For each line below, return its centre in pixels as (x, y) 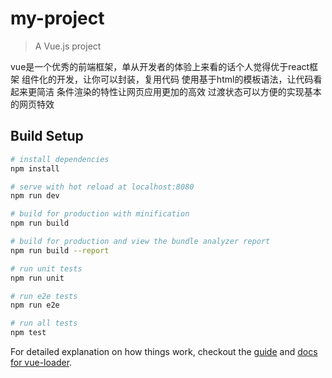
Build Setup (47, 136)
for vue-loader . (41, 362)
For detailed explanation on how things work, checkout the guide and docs (164, 351)
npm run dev (35, 196)
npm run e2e (35, 305)
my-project (57, 18)
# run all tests (44, 323)
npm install (35, 168)
